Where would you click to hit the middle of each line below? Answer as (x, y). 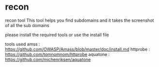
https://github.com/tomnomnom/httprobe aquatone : (57, 54)
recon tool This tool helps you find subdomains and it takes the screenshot (79, 20)
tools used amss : (23, 44)
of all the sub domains (27, 25)
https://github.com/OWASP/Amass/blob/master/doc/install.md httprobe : (78, 49)
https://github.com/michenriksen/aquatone (48, 59)
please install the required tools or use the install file (57, 35)
